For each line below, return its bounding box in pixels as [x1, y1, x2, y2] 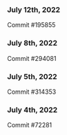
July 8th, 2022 [7, 38, 57, 48]
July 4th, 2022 [7, 105, 58, 115]
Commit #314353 [7, 87, 57, 96]
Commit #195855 [7, 21, 56, 29]
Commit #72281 [7, 121, 52, 129]
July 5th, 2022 [7, 71, 57, 81]
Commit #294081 [7, 54, 57, 62]
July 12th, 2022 [7, 5, 61, 15]
